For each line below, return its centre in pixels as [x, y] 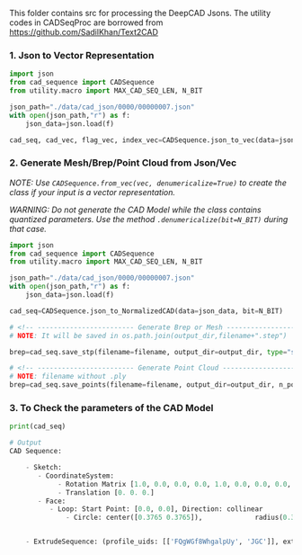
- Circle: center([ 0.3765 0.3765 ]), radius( [174, 518]
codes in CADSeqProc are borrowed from [86, 22]
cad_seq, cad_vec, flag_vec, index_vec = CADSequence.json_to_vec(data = [144, 140]
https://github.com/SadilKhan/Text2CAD [84, 32]
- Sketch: [44, 468]
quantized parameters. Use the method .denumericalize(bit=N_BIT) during [149, 219]
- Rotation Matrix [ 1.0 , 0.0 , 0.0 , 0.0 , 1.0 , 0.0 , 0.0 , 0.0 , [174, 484]
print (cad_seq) [38, 426]
